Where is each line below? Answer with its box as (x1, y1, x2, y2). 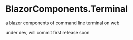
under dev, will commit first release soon (5, 29, 90, 35)
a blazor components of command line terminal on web (5, 20, 120, 26)
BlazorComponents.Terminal (5, 3, 128, 15)
